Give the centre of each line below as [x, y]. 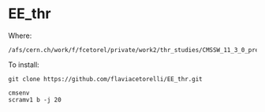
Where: [20, 35]
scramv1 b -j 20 [35, 99]
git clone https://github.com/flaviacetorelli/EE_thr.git [105, 79]
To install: [24, 65]
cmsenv [19, 93]
